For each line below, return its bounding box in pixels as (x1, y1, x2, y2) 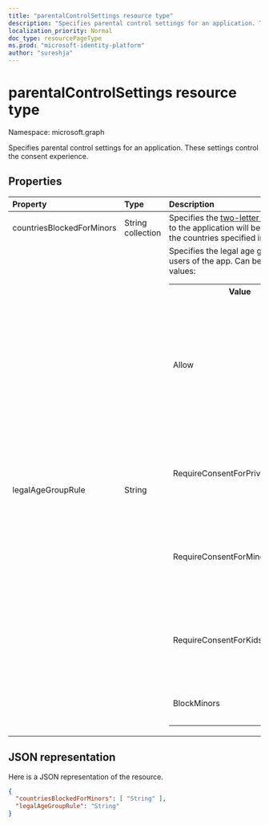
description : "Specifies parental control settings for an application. (8, 19, 256, 27)
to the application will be (168, 222, 261, 233)
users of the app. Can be (168, 255, 262, 266)
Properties (8, 174, 62, 189)
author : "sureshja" (8, 49, 74, 57)
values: (168, 265, 196, 276)
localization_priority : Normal (8, 27, 113, 35)
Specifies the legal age (168, 245, 255, 256)
